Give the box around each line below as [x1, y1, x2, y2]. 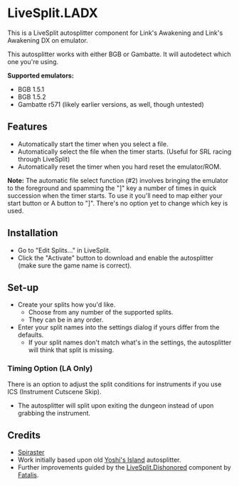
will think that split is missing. [28, 346, 115, 354]
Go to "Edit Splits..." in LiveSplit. [17, 245, 111, 254]
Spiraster [17, 448, 45, 457]
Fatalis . [17, 471, 39, 480]
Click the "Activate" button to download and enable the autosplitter [17, 253, 214, 262]
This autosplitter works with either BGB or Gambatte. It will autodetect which [7, 50, 231, 58]
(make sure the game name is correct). [17, 261, 132, 270]
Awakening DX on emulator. [7, 36, 88, 44]
